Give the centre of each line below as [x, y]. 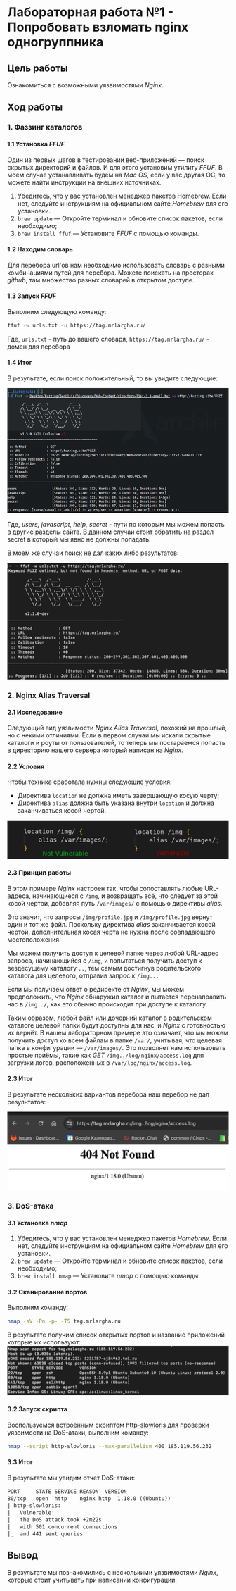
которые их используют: [44, 1342]
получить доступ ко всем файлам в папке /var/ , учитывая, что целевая [115, 1040]
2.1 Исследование [35, 712]
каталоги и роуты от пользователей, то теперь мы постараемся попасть [117, 743]
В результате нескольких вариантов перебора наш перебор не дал [108, 1094]
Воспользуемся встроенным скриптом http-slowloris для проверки [108, 1425]
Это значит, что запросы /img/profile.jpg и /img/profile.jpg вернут [110, 917]
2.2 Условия [26, 766]
